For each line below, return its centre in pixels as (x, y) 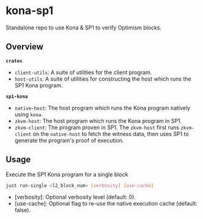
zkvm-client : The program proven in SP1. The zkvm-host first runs (97, 127)
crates (14, 61)
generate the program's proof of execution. (69, 140)
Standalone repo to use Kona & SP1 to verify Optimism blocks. (84, 28)
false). (23, 210)
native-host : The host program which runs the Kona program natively (102, 108)
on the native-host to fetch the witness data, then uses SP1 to (111, 134)
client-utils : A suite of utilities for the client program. (83, 72)
